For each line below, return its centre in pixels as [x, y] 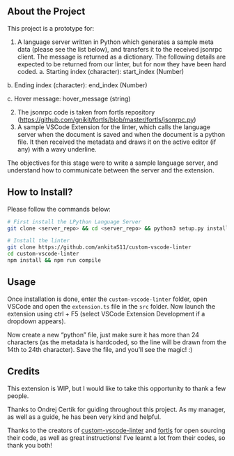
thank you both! [30, 445]
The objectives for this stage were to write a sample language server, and [112, 163]
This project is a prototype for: [51, 28]
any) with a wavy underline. [57, 149]
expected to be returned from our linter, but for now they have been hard [122, 64]
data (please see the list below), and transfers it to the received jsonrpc [120, 49]
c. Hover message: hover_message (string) [69, 98]
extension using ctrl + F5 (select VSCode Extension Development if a [106, 314]
